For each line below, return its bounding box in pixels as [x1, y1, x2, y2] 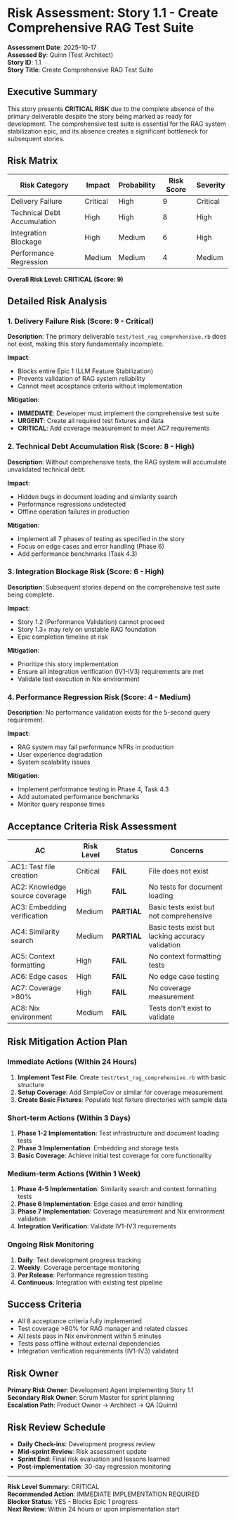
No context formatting [148, 951, 221, 961]
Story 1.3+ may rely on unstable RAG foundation [17, 625, 157, 633]
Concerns [169, 845, 204, 855]
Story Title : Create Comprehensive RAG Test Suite [7, 65, 154, 74]
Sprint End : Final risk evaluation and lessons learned [17, 1455, 171, 1463]
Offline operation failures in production [17, 507, 130, 516]
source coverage [11, 890, 67, 900]
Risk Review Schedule [7, 1421, 106, 1433]
